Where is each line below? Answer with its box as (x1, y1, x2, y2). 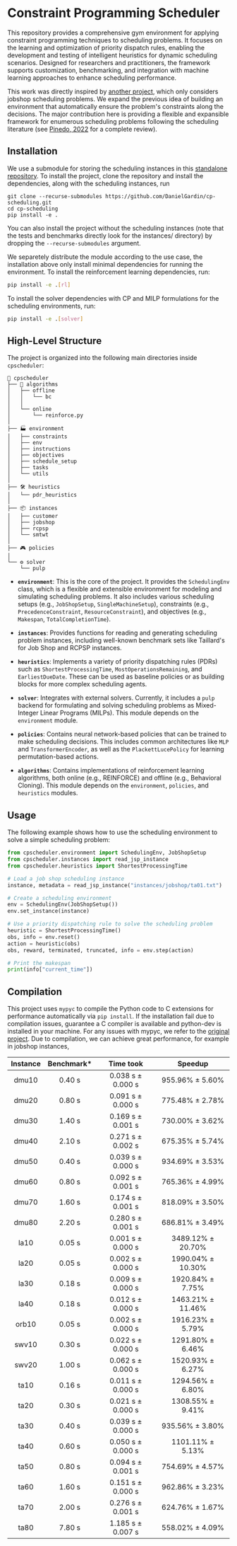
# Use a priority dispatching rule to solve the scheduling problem (7, 921, 213, 928)
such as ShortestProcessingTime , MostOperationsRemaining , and (17, 665, 202, 674)
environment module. (17, 716, 78, 725)
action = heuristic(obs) (7, 940, 80, 947)
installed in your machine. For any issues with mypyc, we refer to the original (7, 1027, 230, 1036)
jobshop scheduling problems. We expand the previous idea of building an (7, 94, 224, 103)
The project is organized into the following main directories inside (7, 354, 197, 362)
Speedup (177, 1059, 209, 1069)
